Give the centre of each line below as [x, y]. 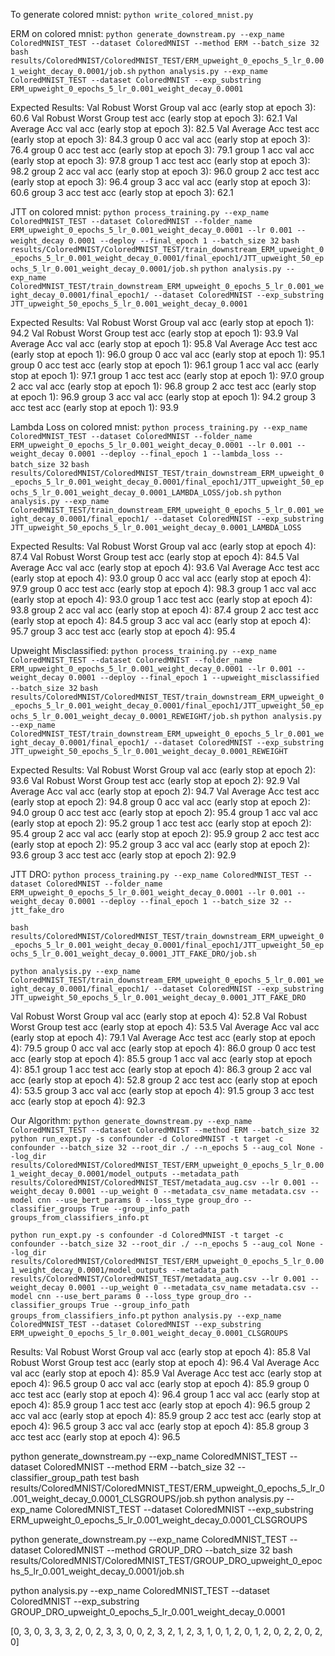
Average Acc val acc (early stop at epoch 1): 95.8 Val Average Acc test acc [164, 343]
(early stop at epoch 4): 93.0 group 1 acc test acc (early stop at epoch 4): [161, 599]
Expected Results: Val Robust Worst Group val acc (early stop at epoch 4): [163, 546]
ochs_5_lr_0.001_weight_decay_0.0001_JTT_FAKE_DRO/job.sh [133, 954]
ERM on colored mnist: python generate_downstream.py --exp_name [147, 33]
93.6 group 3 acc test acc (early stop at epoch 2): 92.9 [123, 855]
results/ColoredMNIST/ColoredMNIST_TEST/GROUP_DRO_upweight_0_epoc [166, 1560]
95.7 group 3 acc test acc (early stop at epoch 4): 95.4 [123, 631]
